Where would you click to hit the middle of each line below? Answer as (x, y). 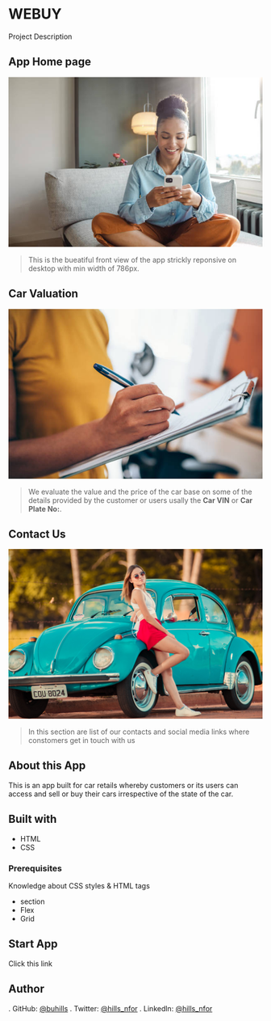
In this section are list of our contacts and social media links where (139, 732)
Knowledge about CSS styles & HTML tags (79, 885)
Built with (33, 819)
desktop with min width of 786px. (83, 268)
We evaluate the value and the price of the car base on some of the (140, 492)
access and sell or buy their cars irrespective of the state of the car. (121, 794)
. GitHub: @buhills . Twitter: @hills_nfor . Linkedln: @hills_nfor (110, 1008)
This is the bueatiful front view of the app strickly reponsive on (132, 259)
